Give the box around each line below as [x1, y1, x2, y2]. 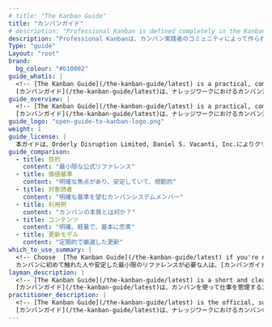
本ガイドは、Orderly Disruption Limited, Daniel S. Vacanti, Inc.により [15, 140, 255, 148]
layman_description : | [8, 269, 85, 277]
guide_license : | [8, 132, 67, 140]
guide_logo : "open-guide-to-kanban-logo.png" [8, 118, 164, 126]
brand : [8, 58, 31, 66]
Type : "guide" [8, 42, 57, 50]
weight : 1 [8, 125, 42, 133]
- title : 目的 [15, 155, 61, 163]
